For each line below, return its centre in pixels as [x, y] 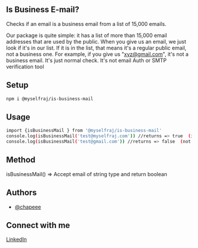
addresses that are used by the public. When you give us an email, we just [96, 41]
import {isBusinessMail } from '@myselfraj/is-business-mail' [84, 131]
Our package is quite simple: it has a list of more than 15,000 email [87, 35]
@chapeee [28, 207]
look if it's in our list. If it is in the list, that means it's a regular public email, [96, 48]
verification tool [25, 67]
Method [21, 160]
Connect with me [38, 225]
